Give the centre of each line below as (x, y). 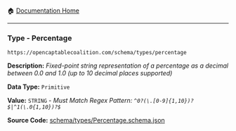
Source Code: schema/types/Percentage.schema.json (86, 120)
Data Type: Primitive (39, 87)
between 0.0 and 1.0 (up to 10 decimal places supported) (90, 73)
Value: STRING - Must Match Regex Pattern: (70, 101)
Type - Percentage (40, 38)
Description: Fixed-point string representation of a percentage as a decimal (118, 65)
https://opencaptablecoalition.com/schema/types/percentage (97, 53)
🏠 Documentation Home (43, 11)
